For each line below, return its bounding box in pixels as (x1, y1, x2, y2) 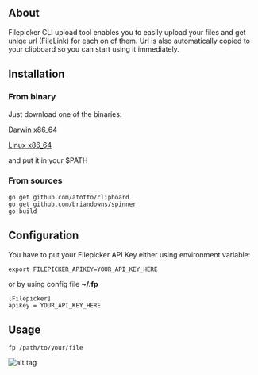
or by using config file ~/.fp (8, 279, 98, 288)
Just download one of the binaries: (8, 109, 122, 118)
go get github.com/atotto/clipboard (8, 193, 129, 201)
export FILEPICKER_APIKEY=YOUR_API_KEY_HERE (8, 265, 158, 273)
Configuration (8, 229, 79, 242)
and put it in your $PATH (8, 155, 88, 165)
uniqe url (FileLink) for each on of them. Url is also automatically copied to (8, 36, 250, 45)
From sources (8, 175, 63, 186)
